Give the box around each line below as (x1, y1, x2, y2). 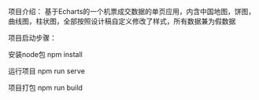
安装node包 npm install (8, 50, 83, 59)
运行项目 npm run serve (8, 66, 85, 76)
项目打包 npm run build (8, 83, 83, 92)
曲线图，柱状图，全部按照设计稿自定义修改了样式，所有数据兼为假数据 (8, 16, 236, 26)
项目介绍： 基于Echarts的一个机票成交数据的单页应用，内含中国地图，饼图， (8, 7, 256, 16)
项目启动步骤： (8, 34, 57, 42)
